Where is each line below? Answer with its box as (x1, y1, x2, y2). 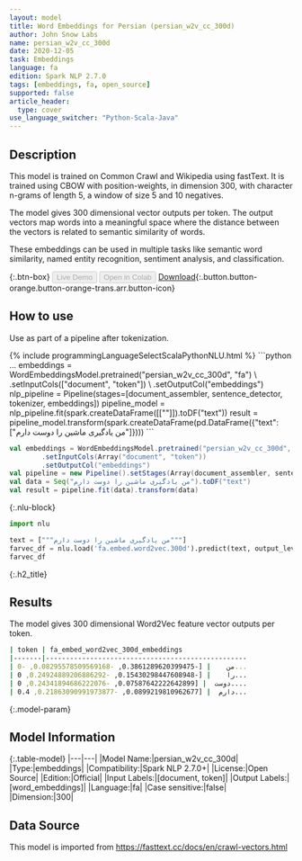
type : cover (17, 105, 63, 114)
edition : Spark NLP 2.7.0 (9, 72, 106, 81)
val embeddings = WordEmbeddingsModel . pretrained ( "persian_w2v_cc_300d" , (9, 444, 292, 453)
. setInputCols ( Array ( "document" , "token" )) (41, 452, 207, 462)
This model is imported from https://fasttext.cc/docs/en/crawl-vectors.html (9, 842, 288, 853)
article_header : (9, 96, 70, 106)
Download (157, 271, 196, 282)
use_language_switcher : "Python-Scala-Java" (9, 113, 179, 122)
